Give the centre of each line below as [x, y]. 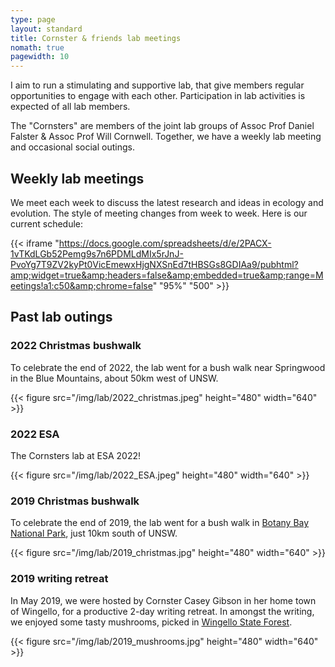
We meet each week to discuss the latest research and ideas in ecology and [167, 202]
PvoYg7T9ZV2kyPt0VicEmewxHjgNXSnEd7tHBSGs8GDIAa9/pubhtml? [154, 264]
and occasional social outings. [72, 147]
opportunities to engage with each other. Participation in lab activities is [158, 96]
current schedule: [47, 223]
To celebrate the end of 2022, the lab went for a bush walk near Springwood [168, 367]
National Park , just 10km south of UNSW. [94, 533]
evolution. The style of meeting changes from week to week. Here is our [159, 213]
